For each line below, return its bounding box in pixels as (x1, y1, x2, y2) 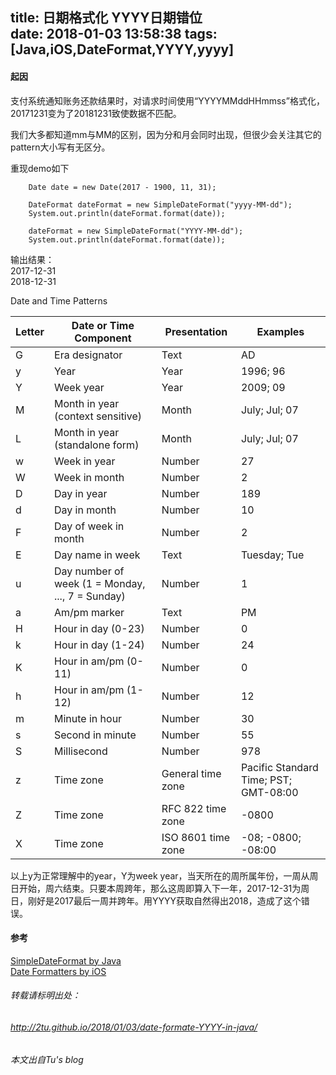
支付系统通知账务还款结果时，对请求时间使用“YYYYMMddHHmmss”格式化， (10, 94, 325, 107)
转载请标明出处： (10, 989, 81, 1002)
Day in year (54, 486, 108, 500)
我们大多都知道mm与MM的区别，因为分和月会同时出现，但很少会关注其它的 (10, 128, 322, 140)
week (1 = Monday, (54, 576, 146, 590)
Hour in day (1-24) (54, 638, 145, 652)
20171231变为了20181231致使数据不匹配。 (10, 107, 182, 119)
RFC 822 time (161, 801, 227, 815)
